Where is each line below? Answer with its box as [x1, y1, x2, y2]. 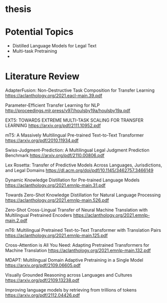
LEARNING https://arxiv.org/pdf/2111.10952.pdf [5, 123, 101, 129]
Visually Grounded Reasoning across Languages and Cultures [5, 272, 133, 278]
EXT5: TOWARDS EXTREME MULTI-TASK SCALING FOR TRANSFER [5, 117, 144, 123]
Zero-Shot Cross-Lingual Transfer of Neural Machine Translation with [5, 207, 148, 213]
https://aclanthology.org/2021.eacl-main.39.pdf [5, 93, 103, 99]
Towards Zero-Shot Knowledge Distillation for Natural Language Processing [5, 192, 161, 198]
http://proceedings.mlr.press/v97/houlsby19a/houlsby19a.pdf [5, 108, 131, 114]
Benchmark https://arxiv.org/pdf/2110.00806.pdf [5, 152, 105, 158]
